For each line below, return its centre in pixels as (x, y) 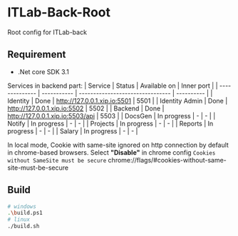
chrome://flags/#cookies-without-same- (167, 160)
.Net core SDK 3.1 (43, 71)
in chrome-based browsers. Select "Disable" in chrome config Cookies (112, 152)
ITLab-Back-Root (59, 12)
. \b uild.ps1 (25, 213)
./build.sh (24, 226)
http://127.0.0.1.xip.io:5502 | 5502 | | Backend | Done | (86, 108)
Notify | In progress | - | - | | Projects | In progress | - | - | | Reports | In (110, 123)
